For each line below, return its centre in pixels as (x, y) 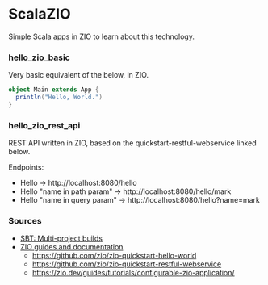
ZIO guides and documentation (71, 247)
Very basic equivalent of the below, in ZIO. (79, 75)
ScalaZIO (40, 14)
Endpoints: (26, 167)
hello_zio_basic (39, 57)
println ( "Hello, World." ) (59, 98)
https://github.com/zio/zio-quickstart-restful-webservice (127, 264)
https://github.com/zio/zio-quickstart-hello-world (114, 256)
